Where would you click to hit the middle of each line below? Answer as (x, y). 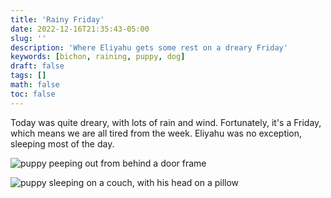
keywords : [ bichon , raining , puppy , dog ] (98, 57)
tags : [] (28, 76)
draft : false (37, 66)
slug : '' (28, 38)
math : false (35, 85)
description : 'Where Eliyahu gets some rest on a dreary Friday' (149, 47)
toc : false (33, 94)
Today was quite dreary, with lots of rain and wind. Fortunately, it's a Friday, (166, 122)
